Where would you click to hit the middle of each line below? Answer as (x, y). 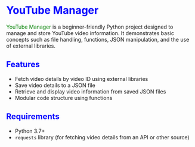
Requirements (33, 117)
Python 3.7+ (30, 131)
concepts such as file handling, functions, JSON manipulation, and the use (98, 39)
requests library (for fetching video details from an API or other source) (102, 137)
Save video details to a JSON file (55, 85)
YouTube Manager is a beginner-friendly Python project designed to (90, 27)
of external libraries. (31, 46)
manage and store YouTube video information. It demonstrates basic (90, 33)
